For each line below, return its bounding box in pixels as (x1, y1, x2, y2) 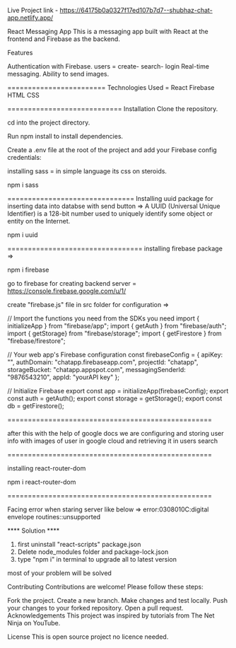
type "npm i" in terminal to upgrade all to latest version (17, 555, 177, 563)
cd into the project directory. (7, 118, 90, 127)
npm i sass (7, 180, 39, 189)
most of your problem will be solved (7, 569, 112, 577)
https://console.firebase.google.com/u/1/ (7, 287, 126, 295)
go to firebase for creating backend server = (7, 279, 137, 287)
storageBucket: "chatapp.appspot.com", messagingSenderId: (7, 366, 186, 374)
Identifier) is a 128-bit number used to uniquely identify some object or (7, 209, 213, 218)
